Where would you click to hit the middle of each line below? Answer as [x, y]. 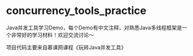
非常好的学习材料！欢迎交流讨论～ [53, 35]
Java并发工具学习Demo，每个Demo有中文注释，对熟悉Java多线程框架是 [94, 27]
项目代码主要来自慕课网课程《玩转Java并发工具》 [66, 47]
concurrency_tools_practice [76, 11]
